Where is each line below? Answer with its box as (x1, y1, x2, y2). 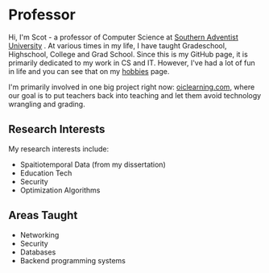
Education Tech (19, 168, 72, 178)
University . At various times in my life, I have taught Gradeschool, (8, 40, 227, 50)
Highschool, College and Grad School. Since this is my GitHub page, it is (8, 49, 248, 59)
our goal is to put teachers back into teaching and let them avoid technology (8, 90, 262, 100)
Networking (19, 230, 60, 239)
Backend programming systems (19, 255, 126, 265)
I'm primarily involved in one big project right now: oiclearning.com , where (8, 82, 255, 92)
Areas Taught (8, 209, 78, 222)
